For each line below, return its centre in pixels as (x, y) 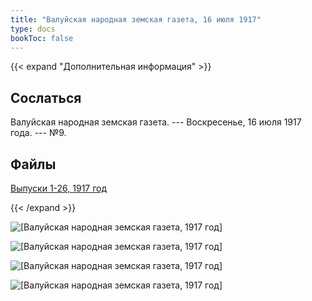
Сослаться (46, 97)
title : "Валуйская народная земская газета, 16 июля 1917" (136, 19)
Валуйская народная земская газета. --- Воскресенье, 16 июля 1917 (156, 122)
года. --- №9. (38, 133)
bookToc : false (42, 38)
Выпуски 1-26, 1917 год (59, 188)
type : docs (33, 29)
